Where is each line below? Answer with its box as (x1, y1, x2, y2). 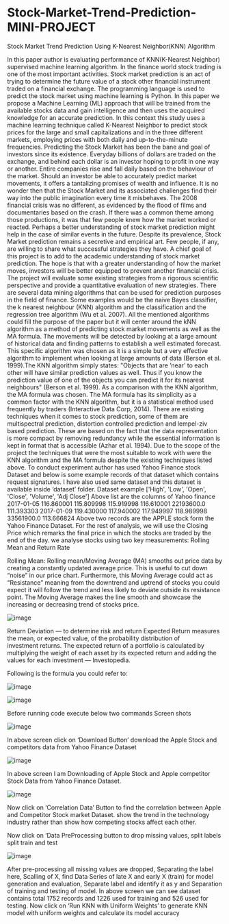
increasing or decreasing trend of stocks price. (7, 600, 139, 608)
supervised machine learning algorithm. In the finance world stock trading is (7, 62, 222, 71)
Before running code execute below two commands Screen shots (7, 709, 191, 717)
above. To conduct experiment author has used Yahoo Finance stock (7, 463, 201, 471)
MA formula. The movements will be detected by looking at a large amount (7, 332, 217, 340)
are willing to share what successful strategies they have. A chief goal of (7, 245, 212, 253)
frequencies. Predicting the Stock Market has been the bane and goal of (7, 143, 211, 151)
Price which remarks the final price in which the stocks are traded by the (7, 528, 212, 537)
